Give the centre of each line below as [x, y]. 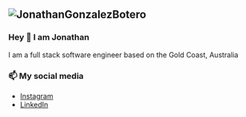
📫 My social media [46, 76]
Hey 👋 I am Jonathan [49, 37]
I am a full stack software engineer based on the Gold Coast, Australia [123, 55]
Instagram [36, 96]
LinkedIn [34, 104]
